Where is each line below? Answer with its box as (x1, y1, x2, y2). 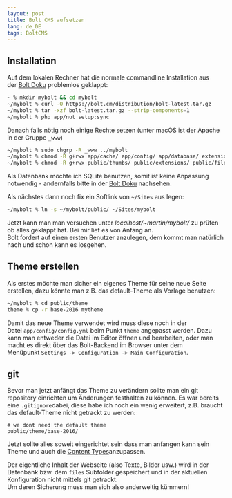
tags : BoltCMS (7, 29, 48, 37)
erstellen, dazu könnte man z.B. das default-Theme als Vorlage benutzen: (7, 286, 216, 295)
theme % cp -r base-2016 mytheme (7, 306, 104, 313)
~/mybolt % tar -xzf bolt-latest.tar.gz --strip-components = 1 (7, 107, 190, 114)
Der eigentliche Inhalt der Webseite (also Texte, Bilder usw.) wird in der (7, 461, 209, 469)
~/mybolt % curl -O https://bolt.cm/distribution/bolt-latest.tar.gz (7, 100, 212, 107)
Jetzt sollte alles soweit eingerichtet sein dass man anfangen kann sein (7, 440, 210, 448)
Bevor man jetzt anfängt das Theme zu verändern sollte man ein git (7, 387, 199, 395)
